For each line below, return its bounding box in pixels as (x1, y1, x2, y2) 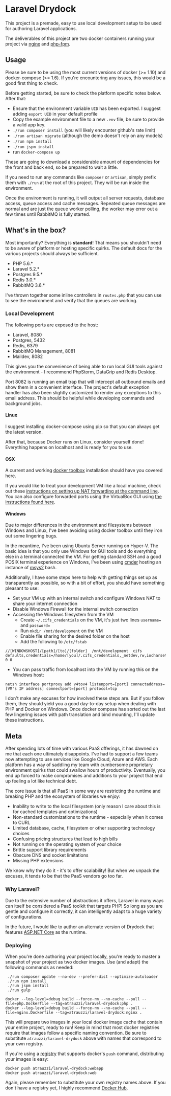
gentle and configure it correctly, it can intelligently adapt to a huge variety (5, 908, 162, 914)
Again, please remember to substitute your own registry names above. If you (5, 1079, 166, 1085)
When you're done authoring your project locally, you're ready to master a (5, 953, 160, 959)
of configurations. (5, 913, 43, 920)
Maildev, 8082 (12, 353, 43, 360)
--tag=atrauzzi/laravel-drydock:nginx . (55, 1010, 142, 1015)
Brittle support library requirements (12, 847, 87, 853)
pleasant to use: (5, 585, 39, 591)
